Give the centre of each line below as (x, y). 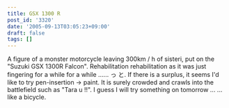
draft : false (26, 33)
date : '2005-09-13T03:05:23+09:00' (59, 26)
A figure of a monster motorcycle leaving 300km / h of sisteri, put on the (111, 59)
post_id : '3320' (31, 20)
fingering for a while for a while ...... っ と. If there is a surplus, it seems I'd (113, 75)
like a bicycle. (27, 97)
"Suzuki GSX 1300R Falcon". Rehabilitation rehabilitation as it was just (107, 66)
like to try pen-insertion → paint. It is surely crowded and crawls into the (111, 82)
